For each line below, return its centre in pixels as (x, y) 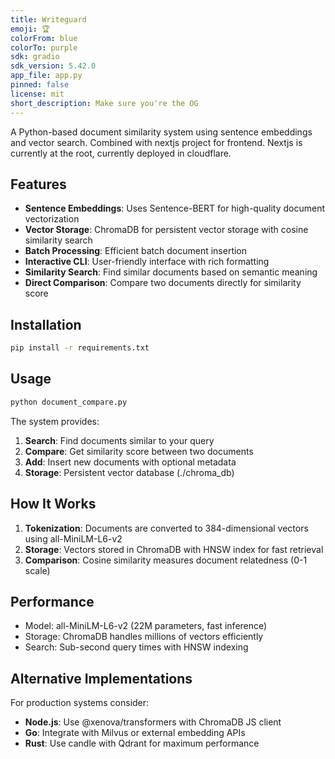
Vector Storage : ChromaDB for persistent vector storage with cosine (166, 230)
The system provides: (55, 421)
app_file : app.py (46, 76)
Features (38, 184)
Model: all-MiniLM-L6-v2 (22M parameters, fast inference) (146, 626)
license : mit (37, 94)
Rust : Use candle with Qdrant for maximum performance (142, 743)
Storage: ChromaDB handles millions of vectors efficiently (144, 637)
